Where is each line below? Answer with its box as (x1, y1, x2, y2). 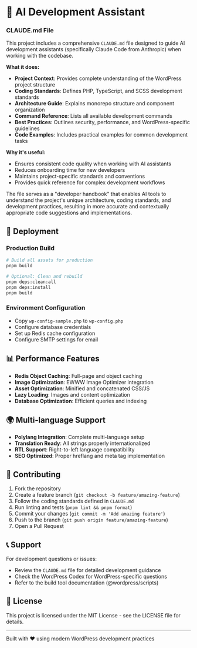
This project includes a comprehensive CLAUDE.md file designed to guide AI (6, 39, 185, 46)
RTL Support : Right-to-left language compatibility (14, 446, 135, 453)
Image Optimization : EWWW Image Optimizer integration (14, 378, 154, 386)
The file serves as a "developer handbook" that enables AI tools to (6, 191, 167, 198)
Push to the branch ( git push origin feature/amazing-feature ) (14, 516, 168, 523)
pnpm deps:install (6, 284, 51, 290)
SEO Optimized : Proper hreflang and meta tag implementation (14, 453, 165, 460)
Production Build (6, 244, 55, 252)
